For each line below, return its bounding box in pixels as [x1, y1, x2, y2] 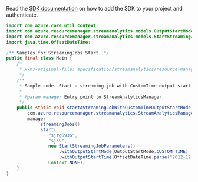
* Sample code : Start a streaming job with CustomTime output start [19, 83, 192, 89]
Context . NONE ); [48, 160, 85, 165]
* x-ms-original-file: [19, 66, 75, 73]
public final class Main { [6, 56, 72, 61]
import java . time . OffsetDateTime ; [6, 39, 91, 45]
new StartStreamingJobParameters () [48, 143, 136, 149]
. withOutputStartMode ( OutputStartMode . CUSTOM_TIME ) [58, 149, 189, 155]
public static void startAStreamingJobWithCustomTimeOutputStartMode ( [16, 105, 194, 111]
